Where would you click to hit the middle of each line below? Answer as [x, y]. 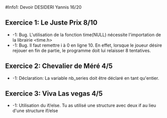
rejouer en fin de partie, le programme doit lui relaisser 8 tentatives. [82, 50]
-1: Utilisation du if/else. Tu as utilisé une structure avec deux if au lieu [84, 106]
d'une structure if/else [35, 111]
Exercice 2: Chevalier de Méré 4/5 [59, 66]
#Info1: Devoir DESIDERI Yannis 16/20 [43, 7]
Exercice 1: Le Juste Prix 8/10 [51, 23]
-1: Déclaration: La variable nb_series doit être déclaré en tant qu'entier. [86, 78]
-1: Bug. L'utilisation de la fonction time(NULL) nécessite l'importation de [86, 35]
